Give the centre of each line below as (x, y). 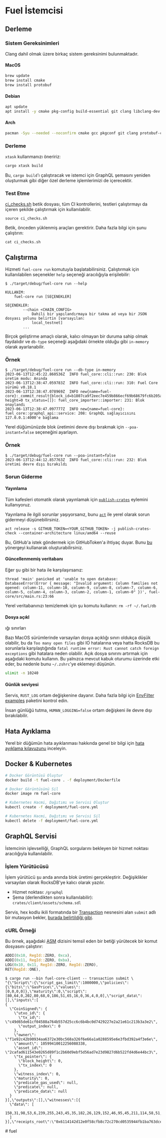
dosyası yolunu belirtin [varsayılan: (45, 319)
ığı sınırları (16, 628)
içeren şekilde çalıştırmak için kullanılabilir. (48, 210)
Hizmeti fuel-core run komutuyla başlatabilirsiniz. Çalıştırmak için (72, 269)
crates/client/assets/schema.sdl (47, 903)
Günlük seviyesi (22, 684)
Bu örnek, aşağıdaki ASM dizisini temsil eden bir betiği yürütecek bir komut (81, 941)
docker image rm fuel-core (33, 794)
